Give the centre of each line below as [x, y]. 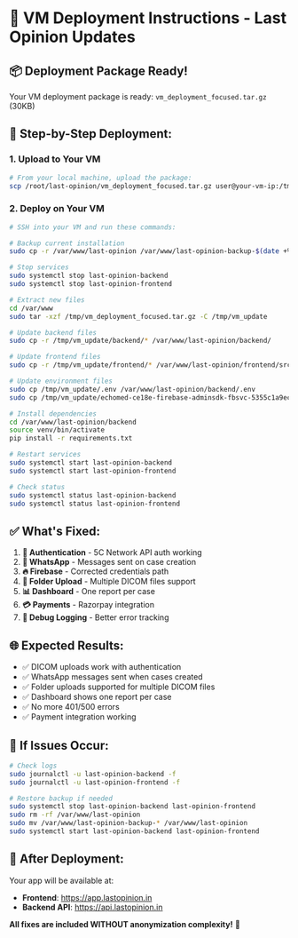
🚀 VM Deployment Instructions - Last [148, 18]
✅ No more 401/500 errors [71, 707]
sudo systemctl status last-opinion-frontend [94, 504]
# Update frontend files [55, 357]
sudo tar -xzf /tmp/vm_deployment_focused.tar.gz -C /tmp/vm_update [138, 316]
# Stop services [39, 267]
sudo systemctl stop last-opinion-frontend [91, 284]
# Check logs [33, 766]
